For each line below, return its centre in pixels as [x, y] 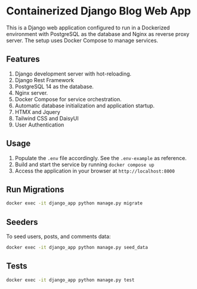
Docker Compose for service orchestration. [68, 99]
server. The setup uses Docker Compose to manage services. [82, 40]
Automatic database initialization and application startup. [85, 106]
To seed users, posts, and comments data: [59, 237]
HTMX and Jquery [38, 112]
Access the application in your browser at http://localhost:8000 [95, 171]
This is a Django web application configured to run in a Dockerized [88, 28]
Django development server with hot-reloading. [73, 74]
